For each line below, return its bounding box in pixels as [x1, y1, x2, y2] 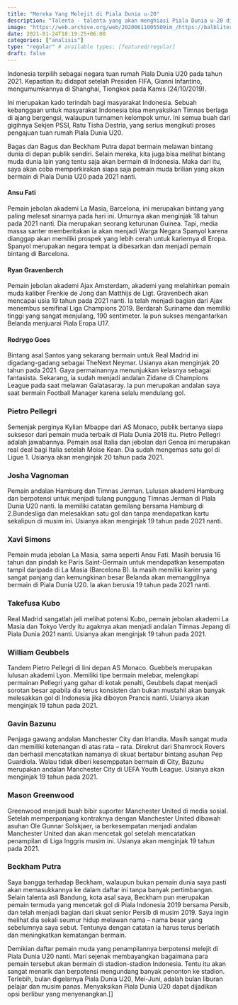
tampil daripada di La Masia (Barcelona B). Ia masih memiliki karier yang [7, 565, 217, 574]
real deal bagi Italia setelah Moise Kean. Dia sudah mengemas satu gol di [7, 445, 220, 454]
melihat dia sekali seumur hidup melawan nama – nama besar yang [7, 916, 203, 924]
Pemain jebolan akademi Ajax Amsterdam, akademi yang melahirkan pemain [7, 282, 230, 290]
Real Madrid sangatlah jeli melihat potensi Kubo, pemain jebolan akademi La [7, 614, 229, 623]
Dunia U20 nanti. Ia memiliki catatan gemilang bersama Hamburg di [7, 501, 204, 511]
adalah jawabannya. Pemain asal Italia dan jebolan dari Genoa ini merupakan [7, 438, 231, 446]
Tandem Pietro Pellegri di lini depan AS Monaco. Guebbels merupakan [7, 663, 212, 672]
